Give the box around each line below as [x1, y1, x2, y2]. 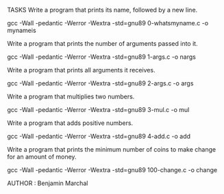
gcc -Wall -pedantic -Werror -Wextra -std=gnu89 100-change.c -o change [7, 166, 218, 174]
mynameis [7, 27, 36, 34]
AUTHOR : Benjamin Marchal [7, 179, 88, 187]
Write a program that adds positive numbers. [7, 119, 134, 127]
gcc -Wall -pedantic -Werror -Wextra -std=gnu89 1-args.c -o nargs [7, 53, 197, 61]
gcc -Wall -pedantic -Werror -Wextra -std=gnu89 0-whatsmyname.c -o [7, 19, 209, 27]
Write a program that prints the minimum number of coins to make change [7, 145, 216, 153]
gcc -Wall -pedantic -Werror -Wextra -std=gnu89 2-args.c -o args [7, 79, 194, 87]
